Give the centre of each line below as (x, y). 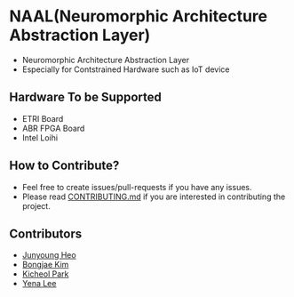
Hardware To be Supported (85, 97)
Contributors (46, 233)
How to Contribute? (64, 166)
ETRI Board (43, 118)
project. (36, 205)
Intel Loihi (40, 137)
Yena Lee (39, 284)
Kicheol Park (45, 274)
